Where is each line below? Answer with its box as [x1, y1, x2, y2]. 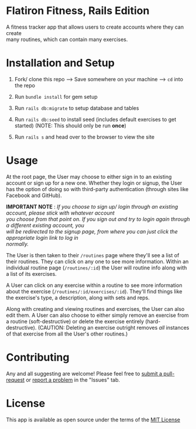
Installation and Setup [6, 57, 115, 70]
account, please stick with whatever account [6, 209, 115, 216]
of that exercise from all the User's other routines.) [6, 330, 128, 337]
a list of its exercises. [6, 270, 57, 277]
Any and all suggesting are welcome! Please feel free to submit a [6, 370, 163, 377]
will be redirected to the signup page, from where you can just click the [6, 228, 178, 235]
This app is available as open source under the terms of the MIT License [6, 416, 180, 423]
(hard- [145, 317, 161, 325]
